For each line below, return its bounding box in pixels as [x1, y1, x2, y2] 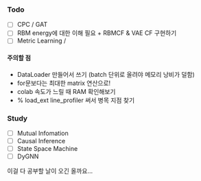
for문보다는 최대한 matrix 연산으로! [16, 79, 111, 87]
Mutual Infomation [16, 129, 69, 137]
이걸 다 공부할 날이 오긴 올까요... [7, 167, 93, 176]
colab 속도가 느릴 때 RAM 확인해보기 [16, 87, 116, 95]
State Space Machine [16, 145, 78, 153]
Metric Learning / [16, 36, 67, 45]
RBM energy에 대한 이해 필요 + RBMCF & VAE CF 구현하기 [16, 29, 177, 37]
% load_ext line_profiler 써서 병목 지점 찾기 [16, 96, 135, 104]
